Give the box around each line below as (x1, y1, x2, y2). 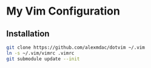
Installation (6, 29, 50, 39)
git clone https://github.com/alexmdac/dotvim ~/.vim (6, 44, 146, 50)
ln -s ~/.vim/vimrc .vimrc (6, 50, 75, 56)
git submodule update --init (6, 56, 80, 62)
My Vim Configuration (6, 4, 120, 18)
